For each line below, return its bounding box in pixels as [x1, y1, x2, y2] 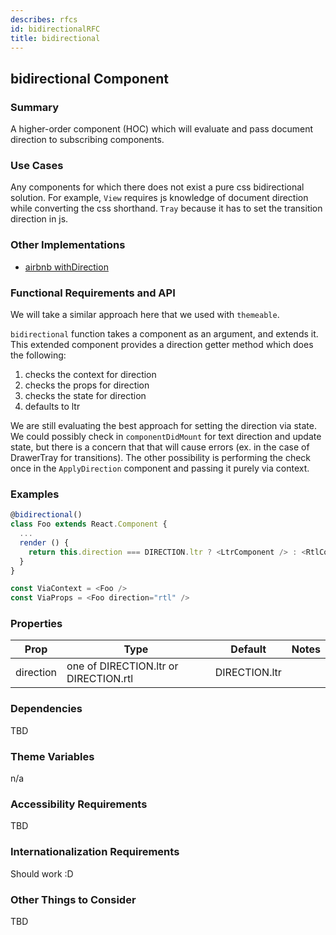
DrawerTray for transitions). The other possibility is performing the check [10, 451, 311, 463]
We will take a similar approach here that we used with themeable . [10, 308, 280, 320]
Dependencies [10, 702, 83, 716]
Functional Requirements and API [10, 286, 176, 300]
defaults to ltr [24, 400, 81, 412]
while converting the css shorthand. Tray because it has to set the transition [10, 202, 323, 215]
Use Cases [10, 158, 64, 172]
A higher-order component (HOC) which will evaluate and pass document [10, 123, 314, 135]
